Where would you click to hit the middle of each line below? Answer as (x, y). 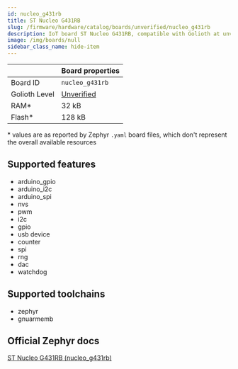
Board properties (91, 70)
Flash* (22, 117)
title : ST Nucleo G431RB (44, 21)
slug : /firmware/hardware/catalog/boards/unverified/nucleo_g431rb (109, 27)
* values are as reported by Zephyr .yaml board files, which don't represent (117, 135)
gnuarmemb (35, 319)
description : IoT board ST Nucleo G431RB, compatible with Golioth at (114, 34)
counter (29, 242)
